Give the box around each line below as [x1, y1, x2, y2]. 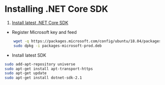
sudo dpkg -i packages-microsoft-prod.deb [13, 43, 102, 48]
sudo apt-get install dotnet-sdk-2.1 [4, 75, 82, 81]
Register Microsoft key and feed [11, 29, 77, 35]
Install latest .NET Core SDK [11, 20, 68, 26]
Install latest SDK [11, 52, 46, 58]
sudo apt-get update [4, 71, 47, 76]
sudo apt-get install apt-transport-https [4, 66, 93, 71]
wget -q [13, 38, 29, 44]
